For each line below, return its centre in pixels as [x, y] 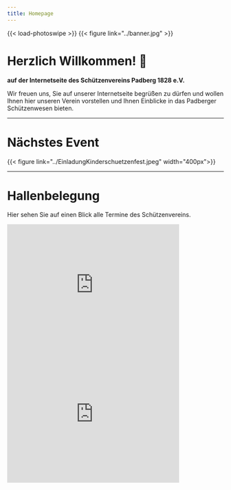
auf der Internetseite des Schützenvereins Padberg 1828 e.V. [96, 80]
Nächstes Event [53, 142]
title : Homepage [30, 13]
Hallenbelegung [54, 195]
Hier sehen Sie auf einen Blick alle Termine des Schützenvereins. [99, 215]
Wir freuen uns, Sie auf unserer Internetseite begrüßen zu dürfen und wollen [115, 93]
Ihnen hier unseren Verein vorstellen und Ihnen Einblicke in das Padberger [112, 101]
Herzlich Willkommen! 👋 [77, 61]
